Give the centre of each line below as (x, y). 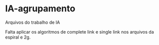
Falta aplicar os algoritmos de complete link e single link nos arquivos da (80, 32)
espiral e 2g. (18, 37)
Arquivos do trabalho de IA (33, 22)
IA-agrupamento (40, 9)
